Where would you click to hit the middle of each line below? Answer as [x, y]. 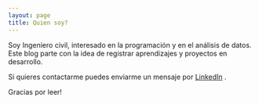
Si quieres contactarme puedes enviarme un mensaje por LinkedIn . [117, 77]
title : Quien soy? [38, 23]
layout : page [29, 15]
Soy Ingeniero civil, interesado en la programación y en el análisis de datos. [130, 45]
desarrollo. [26, 61]
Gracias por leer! [35, 91]
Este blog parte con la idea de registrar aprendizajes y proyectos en [118, 53]
